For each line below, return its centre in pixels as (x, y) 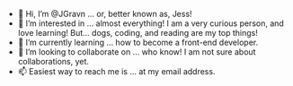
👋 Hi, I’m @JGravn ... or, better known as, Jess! (105, 14)
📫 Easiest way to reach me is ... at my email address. (116, 71)
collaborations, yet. (53, 61)
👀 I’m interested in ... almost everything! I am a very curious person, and (151, 23)
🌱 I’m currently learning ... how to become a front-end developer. (138, 42)
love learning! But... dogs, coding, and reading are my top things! (138, 33)
